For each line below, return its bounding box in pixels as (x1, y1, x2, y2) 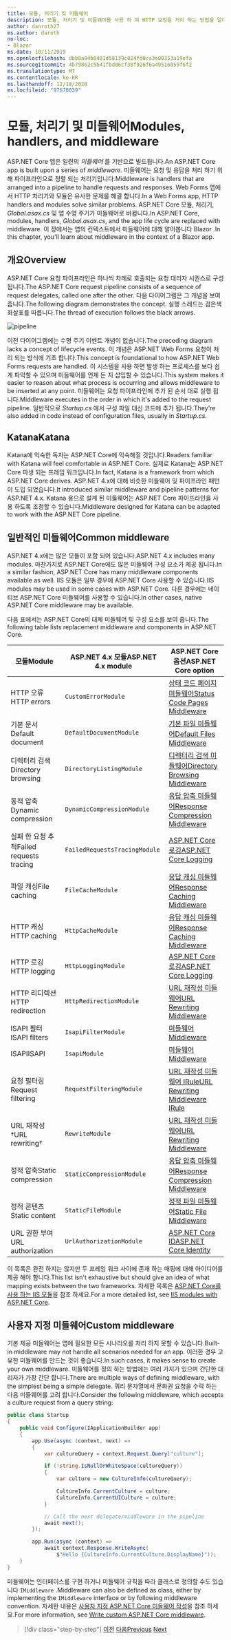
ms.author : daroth (7, 29, 60, 36)
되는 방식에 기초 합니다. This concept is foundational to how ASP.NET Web (14, 353, 220, 361)
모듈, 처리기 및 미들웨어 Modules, (7, 118, 185, 134)
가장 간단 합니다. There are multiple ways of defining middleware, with (25, 1374, 220, 1382)
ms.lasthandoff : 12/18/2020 (7, 81, 88, 87)
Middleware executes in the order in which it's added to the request (19, 395, 212, 403)
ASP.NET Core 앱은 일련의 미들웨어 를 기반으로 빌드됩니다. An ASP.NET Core (7, 158, 216, 166)
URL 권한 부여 (10, 1228, 54, 1238)
